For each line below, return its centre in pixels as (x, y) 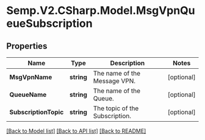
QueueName (28, 95)
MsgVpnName (31, 77)
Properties (27, 46)
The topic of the (116, 108)
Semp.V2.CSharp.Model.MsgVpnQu (101, 11)
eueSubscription (49, 23)
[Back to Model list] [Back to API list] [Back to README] (76, 131)
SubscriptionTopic (37, 112)
